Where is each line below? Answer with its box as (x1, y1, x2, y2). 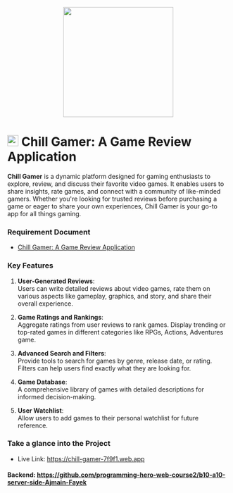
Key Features (7, 261, 54, 270)
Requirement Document (7, 227, 91, 237)
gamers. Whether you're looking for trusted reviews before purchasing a (7, 194, 218, 203)
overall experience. (17, 299, 74, 308)
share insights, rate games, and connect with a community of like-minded (7, 187, 221, 195)
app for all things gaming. (7, 209, 82, 218)
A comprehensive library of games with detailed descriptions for (17, 385, 204, 394)
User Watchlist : (17, 406, 64, 415)
